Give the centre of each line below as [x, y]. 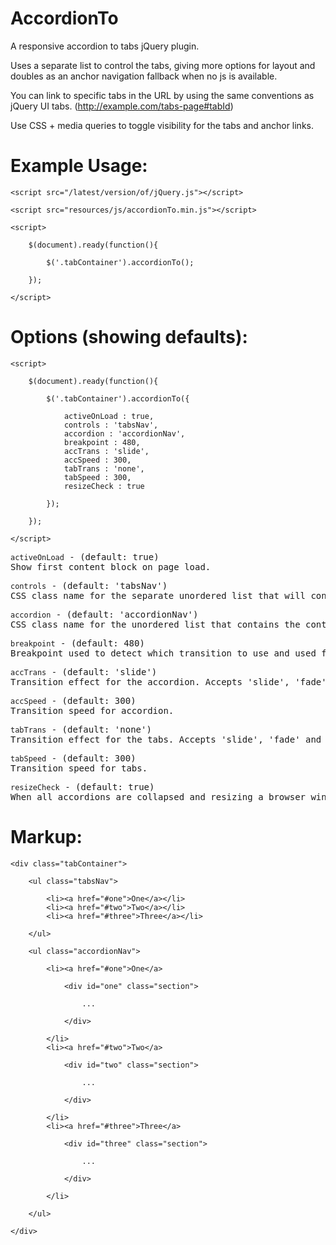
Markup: [46, 837]
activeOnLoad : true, [109, 416]
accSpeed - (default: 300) [73, 700]
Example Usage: [79, 166]
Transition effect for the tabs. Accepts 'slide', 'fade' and [166, 739]
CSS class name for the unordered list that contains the [155, 624]
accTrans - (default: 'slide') [84, 671]
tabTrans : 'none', [104, 468]
